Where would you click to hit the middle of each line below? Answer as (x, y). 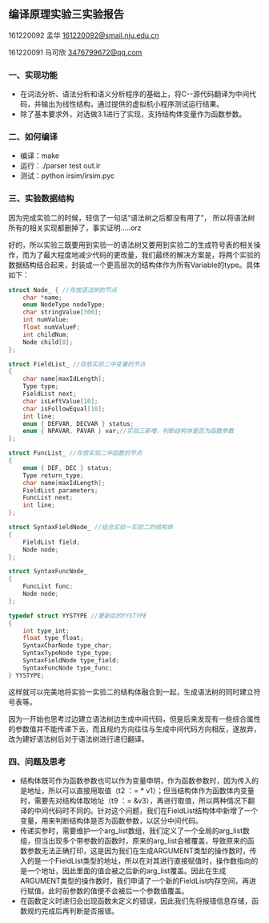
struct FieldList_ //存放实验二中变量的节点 (77, 364)
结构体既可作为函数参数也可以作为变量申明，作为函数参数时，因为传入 (136, 781)
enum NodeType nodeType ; (64, 305)
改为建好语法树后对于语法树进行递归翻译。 (78, 739)
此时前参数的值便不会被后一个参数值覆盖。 (118, 891)
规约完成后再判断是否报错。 (72, 911)
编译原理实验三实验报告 (66, 14)
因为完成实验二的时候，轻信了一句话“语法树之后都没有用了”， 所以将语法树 (132, 217)
